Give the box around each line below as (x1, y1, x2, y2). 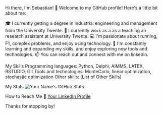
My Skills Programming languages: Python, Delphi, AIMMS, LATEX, (5, 63, 144, 69)
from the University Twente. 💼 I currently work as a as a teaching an (5, 28, 146, 33)
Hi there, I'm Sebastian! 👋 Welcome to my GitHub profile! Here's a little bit (5, 5, 158, 11)
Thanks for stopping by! (5, 103, 55, 109)
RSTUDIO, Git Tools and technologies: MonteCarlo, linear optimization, (5, 69, 152, 74)
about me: (5, 10, 27, 16)
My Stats (5, 84, 24, 89)
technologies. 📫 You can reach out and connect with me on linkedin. (5, 51, 149, 58)
